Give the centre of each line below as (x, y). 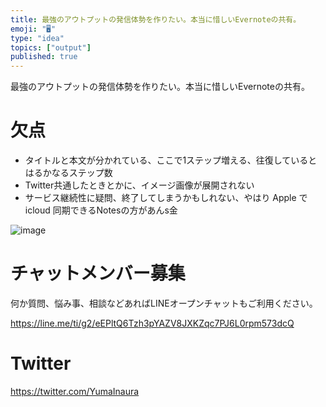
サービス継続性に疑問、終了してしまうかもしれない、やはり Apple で (166, 198)
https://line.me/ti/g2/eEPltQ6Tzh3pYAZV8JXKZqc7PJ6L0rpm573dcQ (152, 323)
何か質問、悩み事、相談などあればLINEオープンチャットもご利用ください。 (164, 303)
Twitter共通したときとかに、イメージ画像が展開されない (139, 185)
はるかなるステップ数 (68, 173)
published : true (44, 57)
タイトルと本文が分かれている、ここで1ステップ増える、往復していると (171, 160)
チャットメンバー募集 (98, 273)
